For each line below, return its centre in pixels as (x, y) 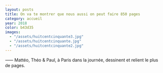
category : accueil (24, 18)
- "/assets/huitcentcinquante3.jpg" (46, 37)
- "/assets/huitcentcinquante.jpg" (45, 41)
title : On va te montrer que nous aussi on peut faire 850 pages (72, 14)
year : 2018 (16, 23)
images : (13, 32)
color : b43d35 (19, 28)
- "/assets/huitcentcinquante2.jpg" (46, 46)
